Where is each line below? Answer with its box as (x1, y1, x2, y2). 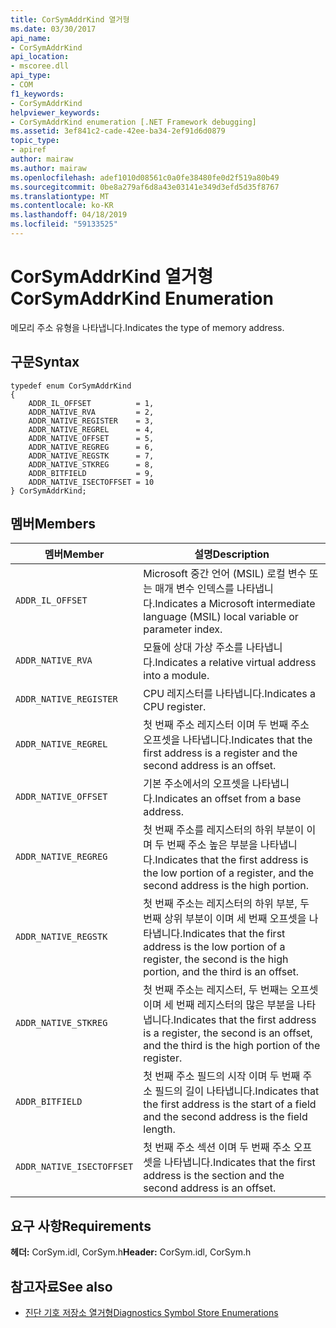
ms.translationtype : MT (10, 191, 110, 201)
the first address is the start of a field (143, 1097, 317, 1111)
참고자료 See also (10, 1278, 113, 1295)
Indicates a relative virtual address (154, 656, 317, 670)
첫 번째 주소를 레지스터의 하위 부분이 (143, 823, 305, 837)
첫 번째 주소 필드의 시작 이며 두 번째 (143, 1069, 301, 1083)
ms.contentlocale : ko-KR (10, 201, 114, 211)
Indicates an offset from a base (154, 792, 302, 806)
